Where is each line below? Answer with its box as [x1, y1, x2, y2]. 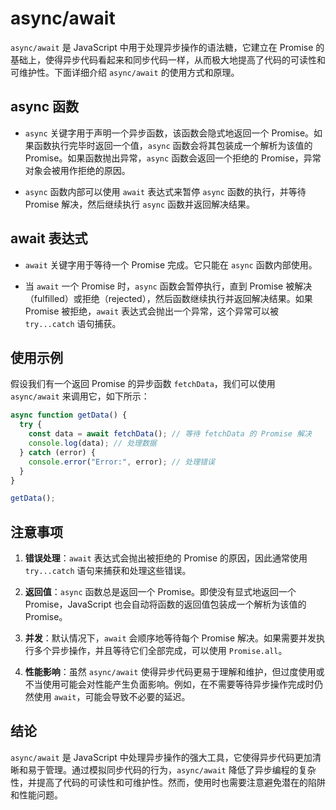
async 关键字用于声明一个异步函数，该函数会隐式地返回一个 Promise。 [24, 127, 315, 139]
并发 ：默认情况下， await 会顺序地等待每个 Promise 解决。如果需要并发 [24, 632, 317, 644]
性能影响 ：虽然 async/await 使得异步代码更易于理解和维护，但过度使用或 [24, 666, 325, 678]
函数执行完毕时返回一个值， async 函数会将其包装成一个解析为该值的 [33, 139, 313, 151]
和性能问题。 [10, 788, 63, 801]
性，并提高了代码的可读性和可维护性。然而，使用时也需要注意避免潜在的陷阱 [10, 776, 326, 788]
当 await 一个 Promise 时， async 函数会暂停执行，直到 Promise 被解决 [24, 280, 313, 292]
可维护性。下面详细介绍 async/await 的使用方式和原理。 [10, 66, 240, 78]
